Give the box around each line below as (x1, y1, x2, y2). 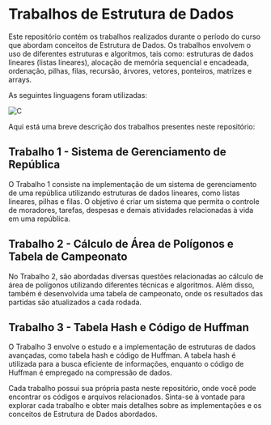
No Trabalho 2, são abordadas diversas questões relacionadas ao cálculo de (8, 271, 264, 281)
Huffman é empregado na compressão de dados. (8, 368, 172, 377)
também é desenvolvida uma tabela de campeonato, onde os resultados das (8, 288, 264, 298)
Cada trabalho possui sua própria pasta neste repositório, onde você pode (8, 384, 256, 393)
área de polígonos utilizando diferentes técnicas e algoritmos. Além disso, (8, 280, 255, 290)
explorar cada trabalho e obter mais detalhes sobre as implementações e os (8, 401, 262, 410)
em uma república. (8, 214, 71, 223)
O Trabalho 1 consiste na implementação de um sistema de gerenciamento (8, 179, 257, 189)
